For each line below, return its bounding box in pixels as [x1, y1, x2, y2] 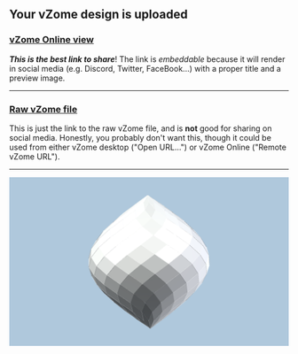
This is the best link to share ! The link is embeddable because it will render [9, 53, 286, 65]
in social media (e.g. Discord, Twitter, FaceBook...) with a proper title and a [9, 63, 281, 73]
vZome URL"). [9, 150, 60, 162]
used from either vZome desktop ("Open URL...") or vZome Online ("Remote [9, 142, 286, 152]
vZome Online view [9, 34, 95, 46]
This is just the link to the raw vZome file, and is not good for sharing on [9, 123, 272, 134]
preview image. [9, 73, 66, 83]
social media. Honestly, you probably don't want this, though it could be [9, 132, 272, 142]
